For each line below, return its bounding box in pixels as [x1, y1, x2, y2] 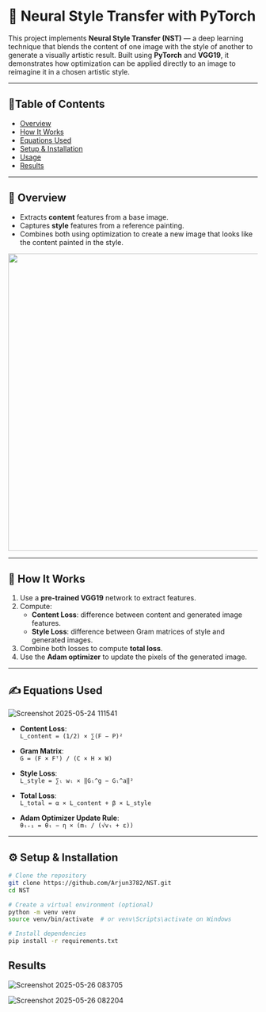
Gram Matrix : [19, 746, 65, 756]
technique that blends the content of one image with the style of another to [8, 41, 253, 51]
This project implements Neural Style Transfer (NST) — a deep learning [8, 33, 244, 43]
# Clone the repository [8, 872, 87, 880]
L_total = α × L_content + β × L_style [19, 799, 152, 807]
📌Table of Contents [8, 98, 105, 111]
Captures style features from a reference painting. [19, 220, 184, 230]
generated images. [31, 635, 93, 645]
